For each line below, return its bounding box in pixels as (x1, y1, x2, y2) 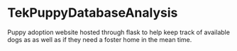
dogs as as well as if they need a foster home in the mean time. (7, 35, 192, 43)
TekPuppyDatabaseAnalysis (7, 5, 178, 21)
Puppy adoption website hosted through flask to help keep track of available (7, 28, 231, 36)
